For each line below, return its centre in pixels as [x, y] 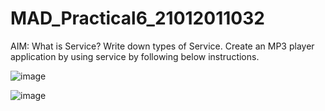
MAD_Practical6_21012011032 [137, 18]
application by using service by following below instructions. [135, 56]
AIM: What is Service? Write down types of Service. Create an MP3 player [162, 46]
